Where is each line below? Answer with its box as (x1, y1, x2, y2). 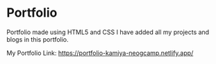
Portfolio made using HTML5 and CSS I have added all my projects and (6, 28, 210, 36)
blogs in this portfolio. (6, 35, 69, 43)
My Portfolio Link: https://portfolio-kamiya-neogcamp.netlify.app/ (6, 49, 194, 57)
